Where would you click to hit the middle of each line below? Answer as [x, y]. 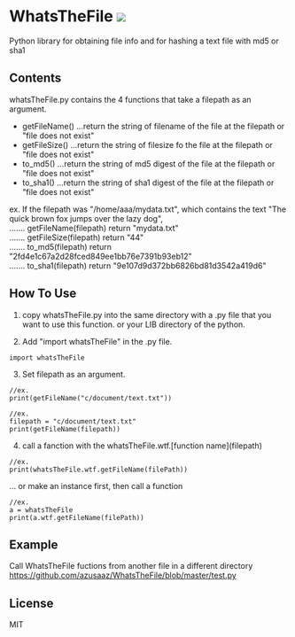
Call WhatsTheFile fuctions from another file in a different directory [131, 566]
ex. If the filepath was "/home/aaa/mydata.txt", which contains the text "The [148, 209]
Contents [35, 78]
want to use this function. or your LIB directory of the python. [133, 324]
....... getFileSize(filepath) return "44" [77, 237]
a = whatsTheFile [41, 510]
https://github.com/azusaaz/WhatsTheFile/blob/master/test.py [123, 575]
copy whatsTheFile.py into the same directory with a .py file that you [147, 315]
